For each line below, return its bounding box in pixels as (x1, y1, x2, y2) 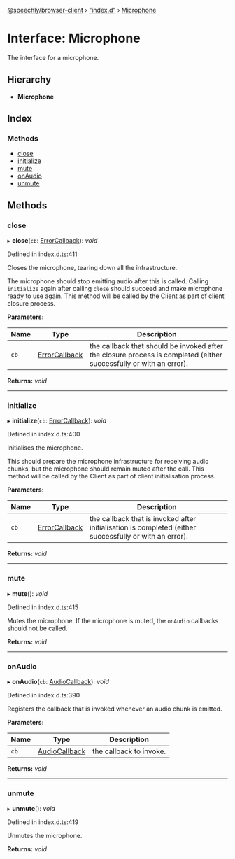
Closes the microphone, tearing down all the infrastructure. (7, 264, 178, 272)
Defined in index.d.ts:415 (7, 603, 79, 611)
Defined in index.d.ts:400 (7, 430, 80, 439)
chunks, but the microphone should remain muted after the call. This (7, 464, 204, 473)
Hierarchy (7, 73, 52, 86)
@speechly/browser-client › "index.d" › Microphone (7, 6, 157, 14)
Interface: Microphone (7, 31, 141, 46)
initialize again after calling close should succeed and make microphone (7, 285, 223, 293)
